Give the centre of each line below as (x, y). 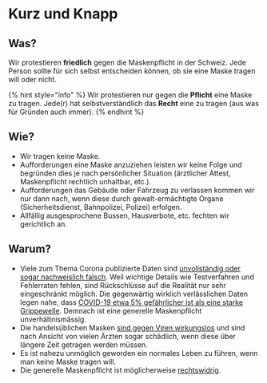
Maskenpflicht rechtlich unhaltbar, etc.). (86, 181)
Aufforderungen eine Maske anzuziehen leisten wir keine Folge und (131, 164)
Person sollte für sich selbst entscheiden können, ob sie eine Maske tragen (132, 71)
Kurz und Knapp (63, 14)
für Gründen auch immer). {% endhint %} (76, 112)
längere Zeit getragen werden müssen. (84, 345)
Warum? (30, 249)
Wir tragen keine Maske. (60, 156)
